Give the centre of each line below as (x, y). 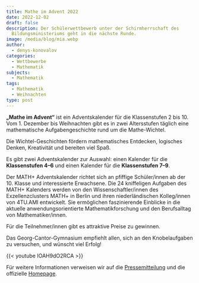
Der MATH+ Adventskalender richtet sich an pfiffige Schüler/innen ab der (96, 177)
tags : (13, 84)
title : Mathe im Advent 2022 (42, 12)
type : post (20, 100)
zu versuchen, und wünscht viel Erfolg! (54, 244)
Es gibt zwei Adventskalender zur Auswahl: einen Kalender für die (87, 159)
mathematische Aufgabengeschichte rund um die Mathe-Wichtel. (86, 130)
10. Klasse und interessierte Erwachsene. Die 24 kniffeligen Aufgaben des (97, 183)
